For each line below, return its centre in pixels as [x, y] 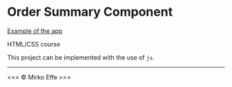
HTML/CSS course [34, 44]
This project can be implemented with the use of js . [81, 57]
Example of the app [35, 31]
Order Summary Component [90, 12]
